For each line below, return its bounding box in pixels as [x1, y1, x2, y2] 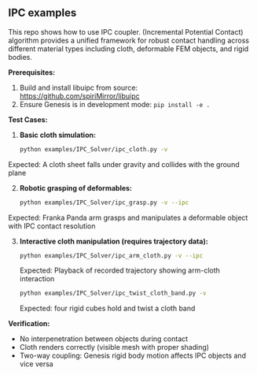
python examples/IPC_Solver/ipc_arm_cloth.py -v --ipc [19, 251, 204, 259]
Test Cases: [8, 114, 49, 124]
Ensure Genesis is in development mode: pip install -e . [19, 99, 211, 109]
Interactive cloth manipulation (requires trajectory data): [19, 236, 208, 246]
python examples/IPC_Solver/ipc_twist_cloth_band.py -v [19, 289, 207, 298]
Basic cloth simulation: [19, 130, 97, 139]
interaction [19, 274, 55, 284]
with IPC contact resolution [8, 221, 96, 231]
